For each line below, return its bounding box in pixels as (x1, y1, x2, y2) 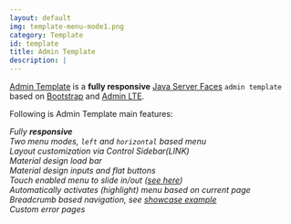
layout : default (9, 13, 71, 23)
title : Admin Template (9, 48, 96, 57)
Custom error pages (9, 204, 86, 215)
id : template (9, 38, 59, 48)
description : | (9, 56, 68, 65)
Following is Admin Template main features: (9, 109, 173, 119)
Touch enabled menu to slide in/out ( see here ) (9, 175, 183, 186)
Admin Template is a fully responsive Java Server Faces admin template (9, 81, 283, 91)
